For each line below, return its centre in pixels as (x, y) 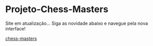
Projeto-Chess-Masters (57, 9)
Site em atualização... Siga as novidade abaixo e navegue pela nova (77, 23)
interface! (15, 28)
